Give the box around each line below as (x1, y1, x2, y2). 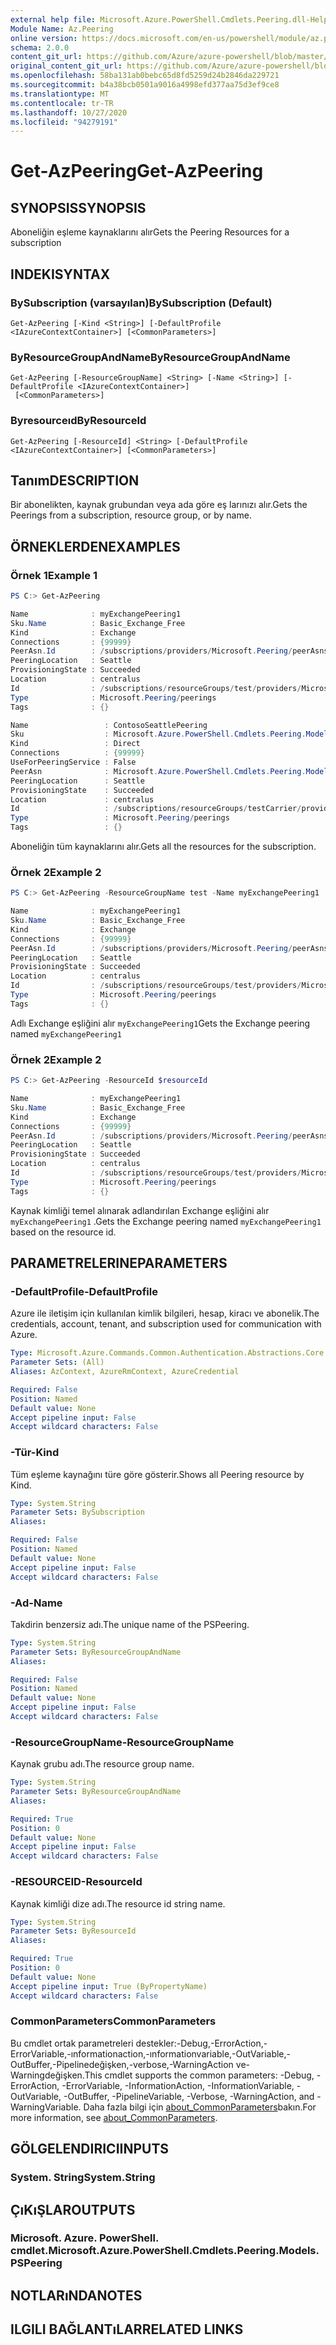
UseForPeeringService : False (10, 757, 137, 768)
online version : (10, 33, 78, 43)
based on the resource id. (10, 1226, 117, 1238)
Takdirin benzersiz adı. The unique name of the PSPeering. (10, 1618, 250, 1630)
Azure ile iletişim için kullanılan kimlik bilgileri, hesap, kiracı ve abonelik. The (10, 1307, 320, 1320)
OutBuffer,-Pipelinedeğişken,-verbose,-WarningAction (10, 2058, 234, 2070)
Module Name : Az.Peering (10, 24, 114, 34)
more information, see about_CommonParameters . (10, 2111, 218, 2123)
